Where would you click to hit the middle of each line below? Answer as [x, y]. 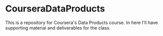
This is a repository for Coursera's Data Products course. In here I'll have [82, 22]
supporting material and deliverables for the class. [58, 27]
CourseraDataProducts [55, 9]
